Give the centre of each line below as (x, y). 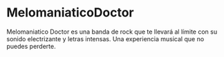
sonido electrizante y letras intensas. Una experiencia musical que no (105, 38)
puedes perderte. (31, 46)
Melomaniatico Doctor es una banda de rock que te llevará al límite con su (112, 32)
